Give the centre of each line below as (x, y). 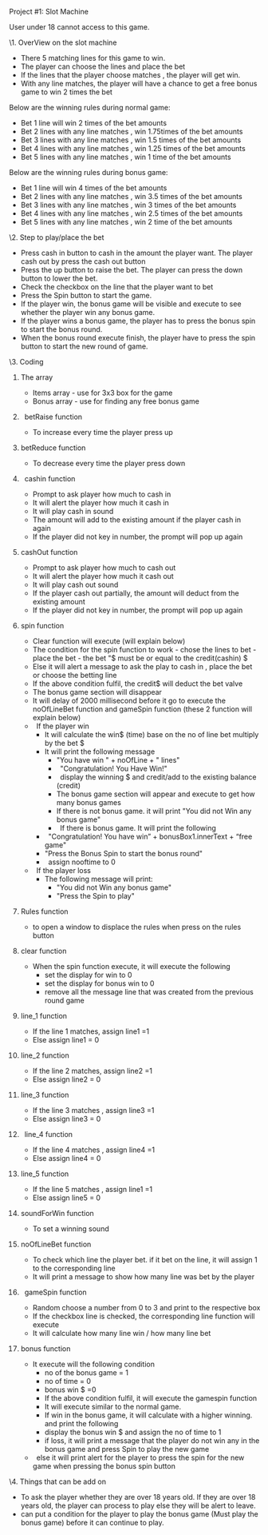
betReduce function (53, 448)
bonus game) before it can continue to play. (92, 1523)
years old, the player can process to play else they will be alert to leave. (138, 1505)
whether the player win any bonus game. (88, 312)
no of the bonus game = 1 (87, 1373)
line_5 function (45, 1174)
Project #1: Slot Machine (49, 12)
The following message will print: (99, 879)
